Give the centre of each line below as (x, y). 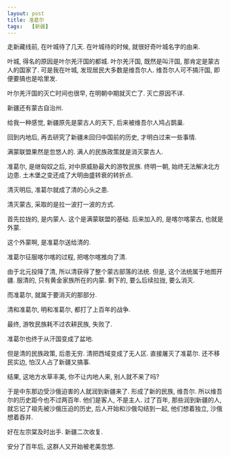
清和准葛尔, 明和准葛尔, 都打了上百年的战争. (69, 309)
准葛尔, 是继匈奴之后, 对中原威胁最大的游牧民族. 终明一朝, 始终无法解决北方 (114, 167)
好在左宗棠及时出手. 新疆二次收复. (55, 432)
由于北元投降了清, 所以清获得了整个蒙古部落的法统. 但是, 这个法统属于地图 (112, 272)
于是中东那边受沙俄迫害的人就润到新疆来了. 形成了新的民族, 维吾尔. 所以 (109, 392)
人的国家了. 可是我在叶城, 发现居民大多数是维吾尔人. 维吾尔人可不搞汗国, (109, 70)
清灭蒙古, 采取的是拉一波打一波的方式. (61, 205)
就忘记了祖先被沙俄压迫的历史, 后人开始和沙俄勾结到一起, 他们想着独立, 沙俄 (115, 409)
